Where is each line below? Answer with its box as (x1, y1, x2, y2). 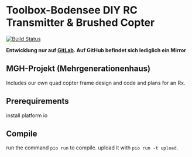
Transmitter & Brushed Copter (6, 16, 155, 29)
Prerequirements (6, 96, 69, 106)
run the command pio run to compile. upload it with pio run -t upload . (6, 144, 179, 151)
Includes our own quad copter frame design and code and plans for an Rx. (6, 79, 186, 86)
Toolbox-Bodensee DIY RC (6, 4, 138, 17)
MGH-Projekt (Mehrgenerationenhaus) (6, 64, 151, 74)
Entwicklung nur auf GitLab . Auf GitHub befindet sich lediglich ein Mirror (6, 46, 186, 53)
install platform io (6, 112, 48, 119)
